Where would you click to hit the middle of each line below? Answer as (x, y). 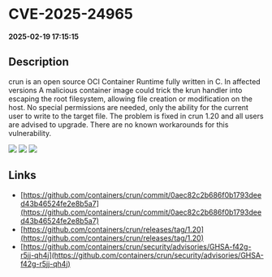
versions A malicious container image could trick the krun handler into (125, 90)
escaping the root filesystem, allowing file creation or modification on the (131, 99)
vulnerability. (30, 133)
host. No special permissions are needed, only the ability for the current (129, 107)
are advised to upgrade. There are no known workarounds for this (119, 124)
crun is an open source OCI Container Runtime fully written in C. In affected (135, 81)
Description (39, 62)
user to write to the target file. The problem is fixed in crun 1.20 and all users (136, 116)
